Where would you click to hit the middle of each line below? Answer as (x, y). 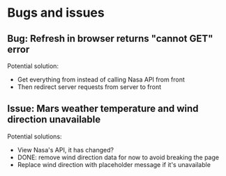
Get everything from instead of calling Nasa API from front (101, 79)
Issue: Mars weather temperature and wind (103, 109)
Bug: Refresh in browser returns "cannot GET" (110, 39)
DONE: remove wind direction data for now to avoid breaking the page (118, 157)
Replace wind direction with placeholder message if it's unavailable (114, 164)
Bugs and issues (56, 13)
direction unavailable (54, 120)
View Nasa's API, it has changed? (65, 150)
